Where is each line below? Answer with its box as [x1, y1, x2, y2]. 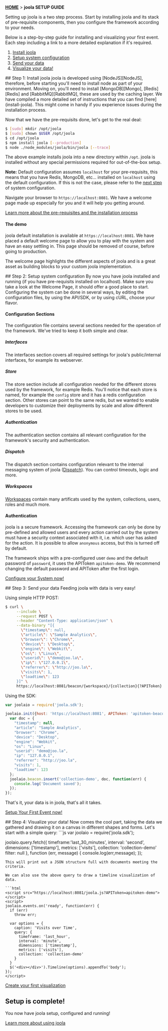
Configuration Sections [5, 311, 55, 317]
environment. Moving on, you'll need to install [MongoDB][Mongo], [5, 86, 143, 92]
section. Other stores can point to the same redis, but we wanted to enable [5, 397, 159, 403]
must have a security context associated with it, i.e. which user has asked [5, 535, 157, 541]
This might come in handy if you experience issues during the [34, 102, 162, 107]
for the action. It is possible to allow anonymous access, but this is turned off [5, 540, 160, 546]
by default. [5, 545, 27, 551]
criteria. [5, 864, 26, 869]
